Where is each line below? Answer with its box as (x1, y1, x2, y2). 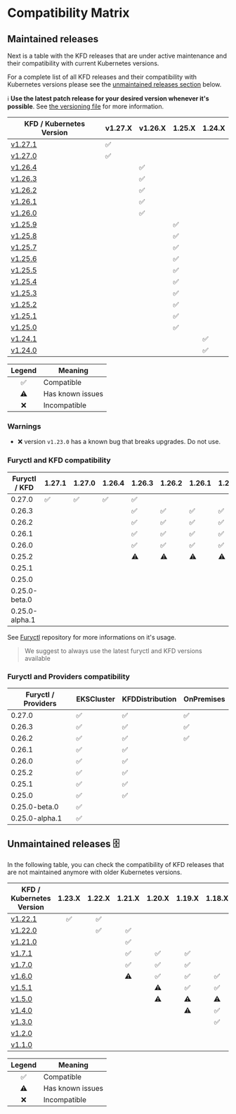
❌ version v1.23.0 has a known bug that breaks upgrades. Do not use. (17, 438, 221, 446)
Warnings (7, 421, 41, 431)
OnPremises (183, 694, 225, 704)
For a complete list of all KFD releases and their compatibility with (7, 72, 197, 81)
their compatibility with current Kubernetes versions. (7, 59, 159, 68)
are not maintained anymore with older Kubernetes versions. (7, 868, 183, 876)
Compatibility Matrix (7, 5, 130, 21)
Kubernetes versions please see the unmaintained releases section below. (7, 80, 222, 89)
